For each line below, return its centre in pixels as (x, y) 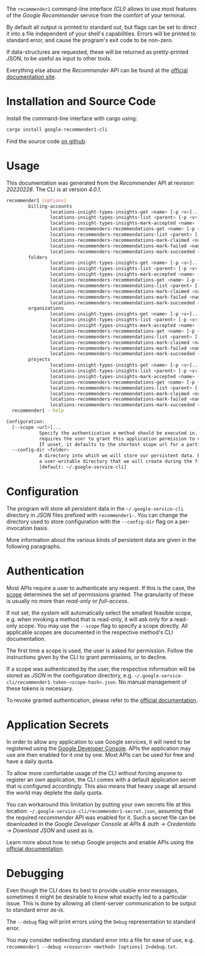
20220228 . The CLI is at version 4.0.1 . (54, 189)
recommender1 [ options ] (37, 200)
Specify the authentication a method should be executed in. (118, 433)
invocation (20, 528)
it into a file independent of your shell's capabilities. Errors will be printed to (101, 34)
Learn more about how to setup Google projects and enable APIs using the (100, 842)
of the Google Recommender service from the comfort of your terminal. (96, 15)
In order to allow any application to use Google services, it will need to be (99, 742)
